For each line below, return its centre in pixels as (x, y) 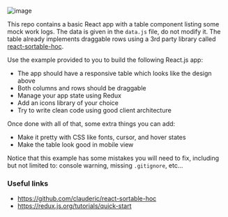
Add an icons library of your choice (68, 103)
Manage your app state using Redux (69, 95)
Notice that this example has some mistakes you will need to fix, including (113, 158)
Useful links (28, 183)
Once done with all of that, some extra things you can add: (91, 124)
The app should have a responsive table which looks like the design (114, 73)
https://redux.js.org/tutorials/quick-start (74, 206)
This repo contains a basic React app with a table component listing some (113, 24)
